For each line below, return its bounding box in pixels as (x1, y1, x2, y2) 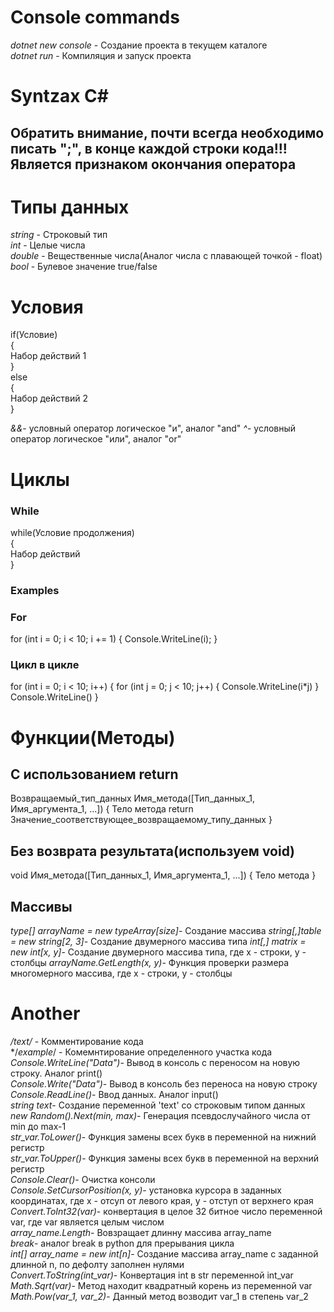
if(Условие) (10, 329, 58, 341)
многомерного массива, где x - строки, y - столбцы (10, 967, 233, 980)
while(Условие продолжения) (10, 526, 135, 538)
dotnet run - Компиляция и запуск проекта (10, 49, 192, 61)
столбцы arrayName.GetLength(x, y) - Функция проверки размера (10, 957, 290, 969)
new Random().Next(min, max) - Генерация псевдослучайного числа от (10, 1109, 311, 1121)
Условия (10, 296, 84, 318)
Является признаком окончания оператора (10, 156, 297, 173)
